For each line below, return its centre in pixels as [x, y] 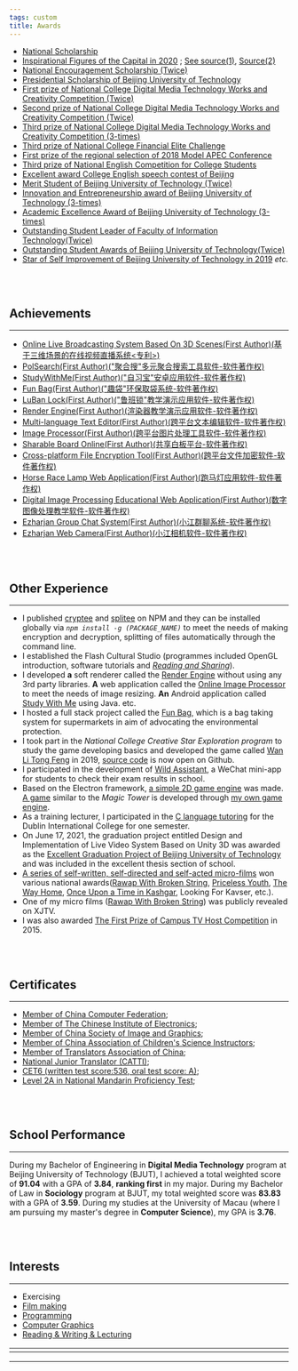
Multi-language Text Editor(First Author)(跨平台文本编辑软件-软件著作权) [154, 422]
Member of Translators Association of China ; [104, 1052]
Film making [44, 1306]
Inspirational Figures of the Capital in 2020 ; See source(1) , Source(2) [149, 60]
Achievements [50, 313]
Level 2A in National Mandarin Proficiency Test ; [109, 1080]
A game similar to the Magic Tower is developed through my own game [152, 798]
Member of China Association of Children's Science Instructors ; [138, 1042]
